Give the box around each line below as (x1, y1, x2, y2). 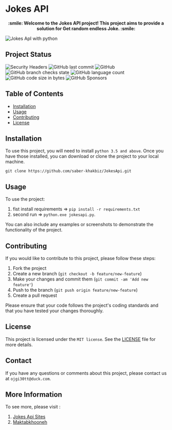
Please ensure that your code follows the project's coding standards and (5, 303, 159, 308)
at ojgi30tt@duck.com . (5, 375, 51, 381)
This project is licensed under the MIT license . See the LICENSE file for (5, 336, 156, 342)
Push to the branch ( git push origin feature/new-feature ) (12, 287, 138, 293)
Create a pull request (12, 292, 57, 298)
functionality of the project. (5, 227, 63, 233)
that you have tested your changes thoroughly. (5, 308, 104, 314)
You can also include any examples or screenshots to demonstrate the (5, 221, 154, 228)
